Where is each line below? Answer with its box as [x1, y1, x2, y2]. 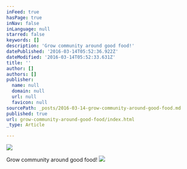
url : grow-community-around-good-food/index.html [6, 116, 135, 122]
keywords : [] [6, 37, 40, 43]
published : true [6, 111, 48, 117]
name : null [12, 83, 40, 89]
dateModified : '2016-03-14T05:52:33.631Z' [6, 54, 116, 60]
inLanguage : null [6, 26, 51, 32]
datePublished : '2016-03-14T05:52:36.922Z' [6, 49, 119, 55]
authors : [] [6, 71, 37, 77]
